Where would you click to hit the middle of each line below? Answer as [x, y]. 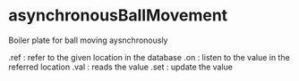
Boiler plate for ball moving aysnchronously [88, 40]
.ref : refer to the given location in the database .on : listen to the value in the [149, 57]
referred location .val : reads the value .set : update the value [121, 67]
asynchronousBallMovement [118, 16]
